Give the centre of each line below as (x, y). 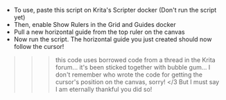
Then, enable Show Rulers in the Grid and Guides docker (95, 24)
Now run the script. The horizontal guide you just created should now (113, 39)
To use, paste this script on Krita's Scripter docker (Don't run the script (115, 10)
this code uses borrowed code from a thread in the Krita (136, 60)
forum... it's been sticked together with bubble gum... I (133, 67)
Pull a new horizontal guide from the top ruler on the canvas (99, 32)
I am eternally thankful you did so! (104, 89)
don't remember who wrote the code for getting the (129, 74)
